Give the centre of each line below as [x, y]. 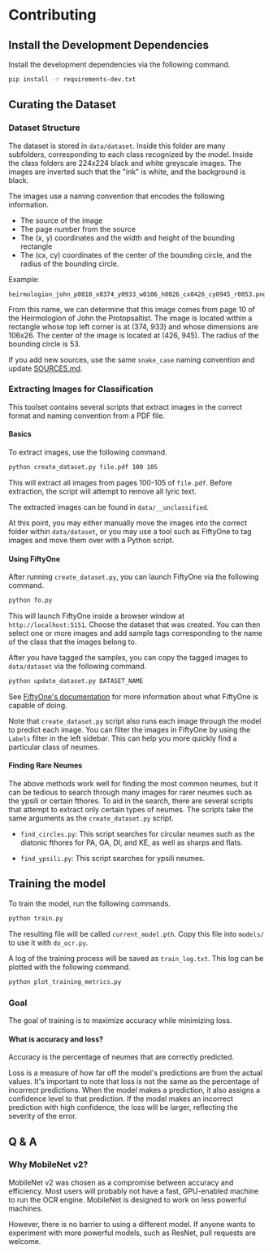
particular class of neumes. [54, 746]
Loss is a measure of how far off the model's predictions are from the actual [135, 1073]
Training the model [57, 884]
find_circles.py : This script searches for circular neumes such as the [137, 834]
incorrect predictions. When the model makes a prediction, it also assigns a [134, 1090]
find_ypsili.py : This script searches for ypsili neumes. [113, 859]
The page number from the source [78, 228]
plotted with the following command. [70, 967]
